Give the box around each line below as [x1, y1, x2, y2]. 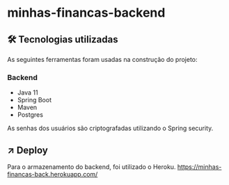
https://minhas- [177, 163, 222, 171]
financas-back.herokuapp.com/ [7, 170, 98, 179]
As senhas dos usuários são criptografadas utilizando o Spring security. [7, 124, 214, 133]
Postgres [17, 111, 44, 119]
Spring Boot [17, 96, 52, 104]
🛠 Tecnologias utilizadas [7, 33, 118, 45]
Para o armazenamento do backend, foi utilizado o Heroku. [7, 163, 176, 171]
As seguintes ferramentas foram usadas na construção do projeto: [7, 56, 198, 63]
